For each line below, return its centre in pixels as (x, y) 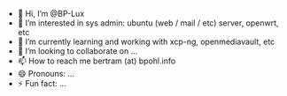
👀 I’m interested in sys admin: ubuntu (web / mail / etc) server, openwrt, (148, 23)
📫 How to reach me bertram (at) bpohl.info (97, 61)
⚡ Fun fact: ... (42, 83)
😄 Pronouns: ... (46, 74)
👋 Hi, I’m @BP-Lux (51, 14)
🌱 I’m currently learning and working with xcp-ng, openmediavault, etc (146, 41)
